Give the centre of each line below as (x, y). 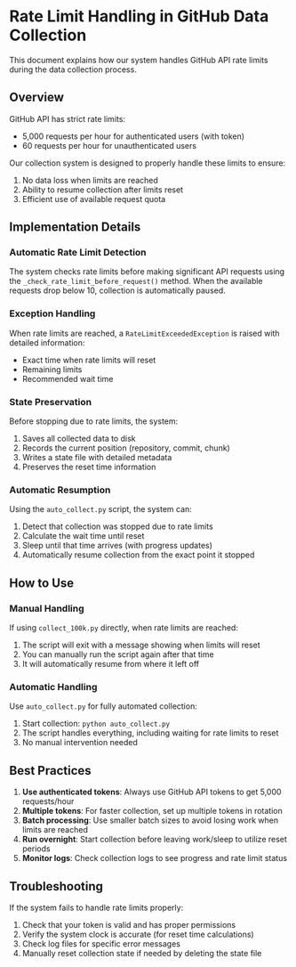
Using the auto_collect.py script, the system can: (101, 509)
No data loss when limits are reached (90, 180)
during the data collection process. (73, 69)
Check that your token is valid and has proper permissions (129, 924)
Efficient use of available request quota (94, 199)
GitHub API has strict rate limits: (68, 118)
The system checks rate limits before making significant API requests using (147, 272)
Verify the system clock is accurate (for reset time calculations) (138, 934)
